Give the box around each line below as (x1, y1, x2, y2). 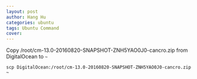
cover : (6, 31, 22, 37)
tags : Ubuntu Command (6, 25, 60, 31)
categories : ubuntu (6, 19, 54, 25)
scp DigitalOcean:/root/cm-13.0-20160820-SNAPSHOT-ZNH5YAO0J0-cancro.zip (6, 64, 192, 71)
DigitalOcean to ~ (6, 53, 48, 60)
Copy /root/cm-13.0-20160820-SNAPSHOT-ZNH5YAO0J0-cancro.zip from (6, 47, 188, 54)
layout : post (6, 8, 38, 15)
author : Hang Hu (6, 14, 46, 20)
